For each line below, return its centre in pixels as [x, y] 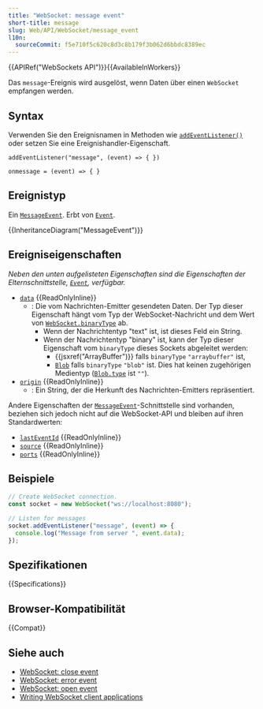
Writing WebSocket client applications [81, 697]
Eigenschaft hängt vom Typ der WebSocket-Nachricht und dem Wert [143, 314]
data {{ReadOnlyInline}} [58, 298]
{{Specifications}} [37, 584]
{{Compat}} [27, 628]
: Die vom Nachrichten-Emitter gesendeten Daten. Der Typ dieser [137, 306]
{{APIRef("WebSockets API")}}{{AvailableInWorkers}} [94, 67]
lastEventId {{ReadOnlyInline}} [70, 437]
